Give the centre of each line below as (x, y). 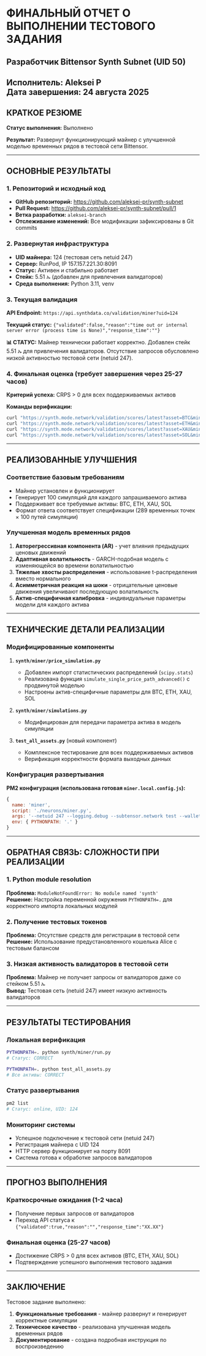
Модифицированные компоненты (60, 647)
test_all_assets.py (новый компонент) (66, 740)
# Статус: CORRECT (30, 1058)
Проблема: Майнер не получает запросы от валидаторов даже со (94, 977)
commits (26, 228)
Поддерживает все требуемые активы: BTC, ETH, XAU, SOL (93, 504)
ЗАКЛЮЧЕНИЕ (36, 1287)
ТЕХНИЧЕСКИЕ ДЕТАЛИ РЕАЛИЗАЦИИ (86, 630)
